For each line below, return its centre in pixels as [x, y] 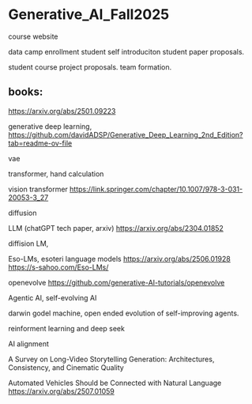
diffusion [23, 213]
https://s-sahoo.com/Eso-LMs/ [58, 267]
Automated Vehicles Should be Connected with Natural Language [115, 383]
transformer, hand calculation [56, 174]
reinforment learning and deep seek [66, 328]
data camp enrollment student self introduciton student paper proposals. [126, 51]
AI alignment [29, 344]
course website [33, 36]
